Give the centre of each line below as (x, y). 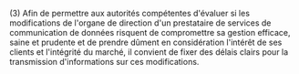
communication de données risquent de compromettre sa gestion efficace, (150, 32)
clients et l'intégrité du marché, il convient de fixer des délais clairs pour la (149, 52)
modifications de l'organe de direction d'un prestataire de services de (140, 23)
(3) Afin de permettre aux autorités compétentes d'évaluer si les (130, 13)
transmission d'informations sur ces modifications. (104, 62)
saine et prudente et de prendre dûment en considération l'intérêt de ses (146, 42)
